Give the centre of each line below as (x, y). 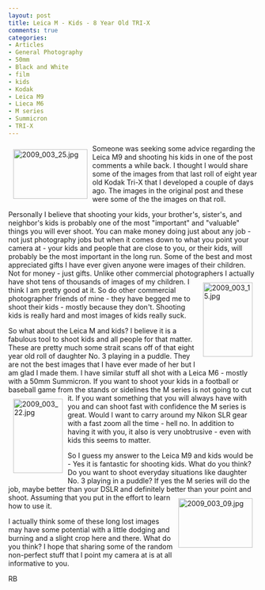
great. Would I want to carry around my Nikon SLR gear (157, 415)
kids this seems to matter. (110, 440)
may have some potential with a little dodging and (89, 529)
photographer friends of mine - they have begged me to (100, 299)
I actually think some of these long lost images (84, 521)
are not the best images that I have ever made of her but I (102, 364)
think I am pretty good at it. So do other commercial (92, 290)
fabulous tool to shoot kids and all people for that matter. (100, 339)
